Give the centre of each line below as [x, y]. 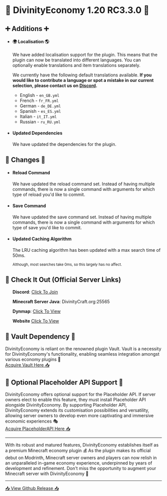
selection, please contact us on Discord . [55, 85]
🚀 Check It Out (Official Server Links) [63, 280]
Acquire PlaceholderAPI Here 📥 [38, 429]
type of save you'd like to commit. [47, 227]
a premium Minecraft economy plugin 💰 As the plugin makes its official [78, 451]
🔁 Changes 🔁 [25, 160]
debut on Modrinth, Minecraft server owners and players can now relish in [81, 458]
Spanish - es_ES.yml [40, 111]
